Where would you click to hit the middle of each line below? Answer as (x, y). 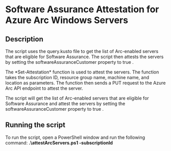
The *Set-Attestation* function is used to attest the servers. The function (82, 72)
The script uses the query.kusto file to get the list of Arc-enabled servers (82, 51)
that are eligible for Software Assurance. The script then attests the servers (84, 57)
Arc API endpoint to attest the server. (44, 88)
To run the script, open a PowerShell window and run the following (75, 137)
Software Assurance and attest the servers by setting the (65, 104)
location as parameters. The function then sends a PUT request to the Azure (86, 83)
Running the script (35, 125)
